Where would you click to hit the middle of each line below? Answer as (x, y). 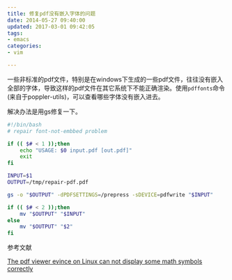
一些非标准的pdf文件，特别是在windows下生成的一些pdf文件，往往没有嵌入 (115, 79)
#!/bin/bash (24, 125)
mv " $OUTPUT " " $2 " (46, 227)
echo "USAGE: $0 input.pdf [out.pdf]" (76, 150)
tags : (15, 33)
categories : (24, 46)
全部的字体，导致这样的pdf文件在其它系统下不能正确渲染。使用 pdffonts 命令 (116, 88)
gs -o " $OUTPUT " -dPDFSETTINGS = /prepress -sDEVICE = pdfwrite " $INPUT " (110, 195)
